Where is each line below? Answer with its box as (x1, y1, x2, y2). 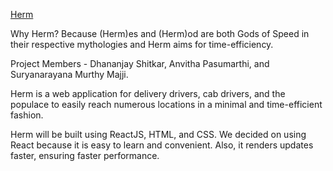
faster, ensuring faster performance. (10, 150, 160, 161)
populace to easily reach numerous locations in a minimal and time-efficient (10, 99, 323, 110)
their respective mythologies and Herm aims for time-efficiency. (10, 39, 274, 50)
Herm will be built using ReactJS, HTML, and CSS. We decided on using (10, 129, 307, 140)
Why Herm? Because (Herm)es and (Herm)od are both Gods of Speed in (10, 28, 310, 39)
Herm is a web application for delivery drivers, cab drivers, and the (10, 88, 286, 99)
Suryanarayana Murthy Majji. (10, 69, 129, 80)
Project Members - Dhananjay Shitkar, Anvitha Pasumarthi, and (10, 58, 270, 69)
